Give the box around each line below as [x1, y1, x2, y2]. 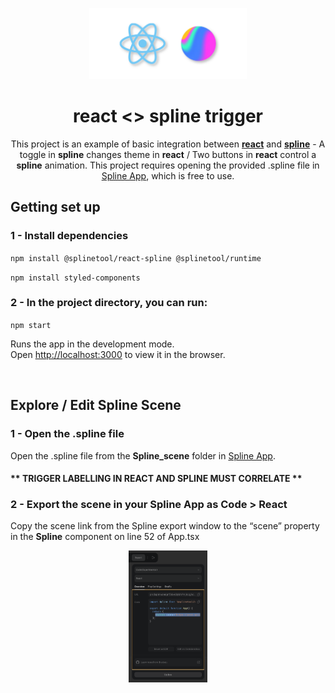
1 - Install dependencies [10, 229, 129, 243]
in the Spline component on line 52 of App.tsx [10, 531, 200, 543]
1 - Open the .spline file [10, 427, 125, 441]
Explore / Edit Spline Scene [10, 397, 182, 414]
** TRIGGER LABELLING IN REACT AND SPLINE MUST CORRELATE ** [10, 473, 303, 485]
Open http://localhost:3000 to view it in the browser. [10, 348, 226, 360]
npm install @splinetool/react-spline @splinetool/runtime [10, 253, 262, 263]
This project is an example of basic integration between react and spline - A [10, 138, 326, 150]
